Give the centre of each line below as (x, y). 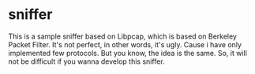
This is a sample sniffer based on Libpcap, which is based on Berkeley (122, 36)
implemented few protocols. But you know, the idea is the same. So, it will (127, 53)
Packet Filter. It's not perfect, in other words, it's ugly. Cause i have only (125, 44)
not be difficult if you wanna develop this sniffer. (86, 61)
